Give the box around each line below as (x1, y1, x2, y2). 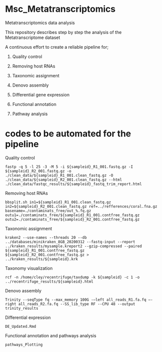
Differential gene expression (12, 92, 70, 97)
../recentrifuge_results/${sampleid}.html (5, 279, 94, 284)
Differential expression (5, 314, 51, 320)
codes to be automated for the (5, 128, 131, 139)
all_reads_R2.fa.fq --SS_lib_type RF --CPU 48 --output (18, 301, 135, 306)
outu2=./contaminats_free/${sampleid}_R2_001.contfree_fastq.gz (5, 217, 140, 222)
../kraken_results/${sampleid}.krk (5, 256, 78, 261)
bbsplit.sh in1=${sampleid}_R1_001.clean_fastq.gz (5, 199, 111, 205)
